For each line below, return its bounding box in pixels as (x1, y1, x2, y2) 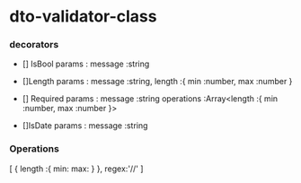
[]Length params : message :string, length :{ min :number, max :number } (22, 76, 293, 87)
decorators (9, 39, 59, 51)
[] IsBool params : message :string (22, 58, 150, 69)
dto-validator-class (9, 6, 157, 27)
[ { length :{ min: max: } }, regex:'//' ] (9, 163, 144, 174)
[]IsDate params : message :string (22, 120, 148, 131)
